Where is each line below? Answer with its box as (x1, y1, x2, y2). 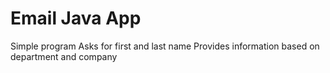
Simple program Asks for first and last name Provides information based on (10, 40, 320, 52)
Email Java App (10, 7, 142, 30)
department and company (10, 50, 118, 62)
